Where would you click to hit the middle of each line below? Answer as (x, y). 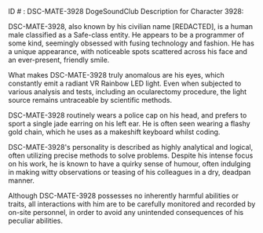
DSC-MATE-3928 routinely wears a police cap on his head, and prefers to (128, 115)
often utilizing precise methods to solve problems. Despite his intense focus (131, 155)
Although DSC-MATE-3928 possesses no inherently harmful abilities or (124, 196)
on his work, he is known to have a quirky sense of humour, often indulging (130, 164)
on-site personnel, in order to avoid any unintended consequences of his (126, 212)
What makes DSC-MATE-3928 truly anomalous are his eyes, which (117, 75)
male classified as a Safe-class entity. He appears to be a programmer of (126, 35)
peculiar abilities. (36, 220)
